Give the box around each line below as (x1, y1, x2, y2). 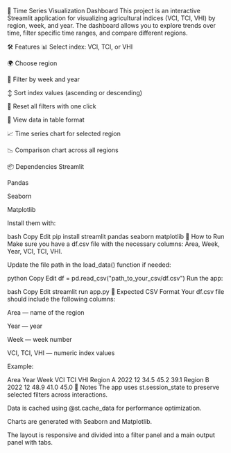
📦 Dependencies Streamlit (7, 163, 85, 170)
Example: (7, 362, 34, 370)
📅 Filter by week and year (7, 75, 80, 83)
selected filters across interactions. (7, 390, 108, 399)
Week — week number (7, 336, 72, 343)
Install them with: (7, 219, 56, 227)
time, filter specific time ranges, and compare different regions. (7, 28, 189, 37)
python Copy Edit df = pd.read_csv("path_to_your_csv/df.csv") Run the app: (7, 274, 223, 282)
